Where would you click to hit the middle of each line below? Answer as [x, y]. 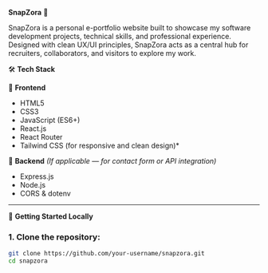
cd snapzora [28, 261]
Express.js [37, 176]
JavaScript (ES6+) [50, 120]
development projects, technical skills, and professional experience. [120, 36]
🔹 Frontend [27, 87]
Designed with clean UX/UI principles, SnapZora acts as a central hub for [128, 45]
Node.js [33, 185]
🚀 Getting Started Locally [51, 216]
